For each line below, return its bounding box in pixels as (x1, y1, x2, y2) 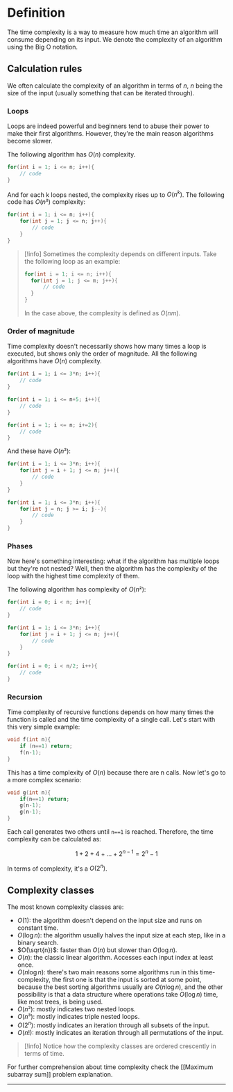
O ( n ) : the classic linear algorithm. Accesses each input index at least (17, 953, 214, 962)
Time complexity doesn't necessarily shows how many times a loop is (7, 342, 207, 351)
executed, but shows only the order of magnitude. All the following (7, 349, 198, 358)
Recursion (7, 692, 43, 702)
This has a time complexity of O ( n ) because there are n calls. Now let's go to (7, 768, 226, 777)
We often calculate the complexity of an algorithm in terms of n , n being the (7, 81, 223, 90)
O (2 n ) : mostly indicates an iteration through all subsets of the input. (17, 1020, 210, 1029)
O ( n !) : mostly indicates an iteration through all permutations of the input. (17, 1028, 224, 1036)
